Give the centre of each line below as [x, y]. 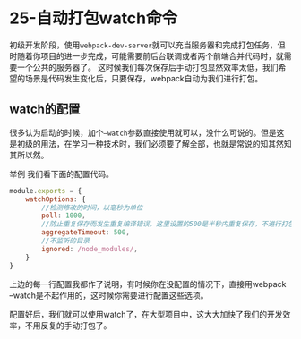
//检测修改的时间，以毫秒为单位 [92, 208]
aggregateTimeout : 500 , [86, 233]
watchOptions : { [56, 199]
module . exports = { [46, 191]
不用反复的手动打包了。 [68, 325]
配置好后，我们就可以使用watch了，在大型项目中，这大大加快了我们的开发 [146, 314]
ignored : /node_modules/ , [90, 249]
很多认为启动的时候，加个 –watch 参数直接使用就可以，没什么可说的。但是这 [147, 132]
